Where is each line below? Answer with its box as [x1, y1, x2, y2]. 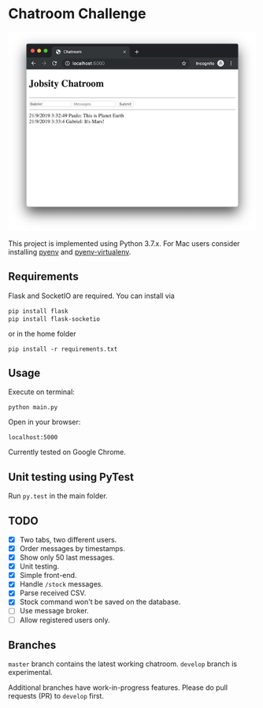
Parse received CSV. [19, 588, 87, 598]
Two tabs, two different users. [19, 535, 117, 544]
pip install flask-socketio [8, 315, 101, 323]
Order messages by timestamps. [19, 544, 126, 553]
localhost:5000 [8, 434, 58, 442]
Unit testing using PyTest [8, 470, 134, 483]
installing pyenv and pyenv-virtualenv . [8, 247, 131, 256]
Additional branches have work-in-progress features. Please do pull [8, 683, 228, 692]
